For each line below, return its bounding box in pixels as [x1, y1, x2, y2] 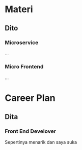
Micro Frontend [5, 63, 44, 70]
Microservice [5, 39, 39, 46]
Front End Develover [5, 128, 57, 135]
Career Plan [5, 92, 56, 104]
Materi [5, 4, 34, 15]
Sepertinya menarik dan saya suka [5, 139, 77, 145]
